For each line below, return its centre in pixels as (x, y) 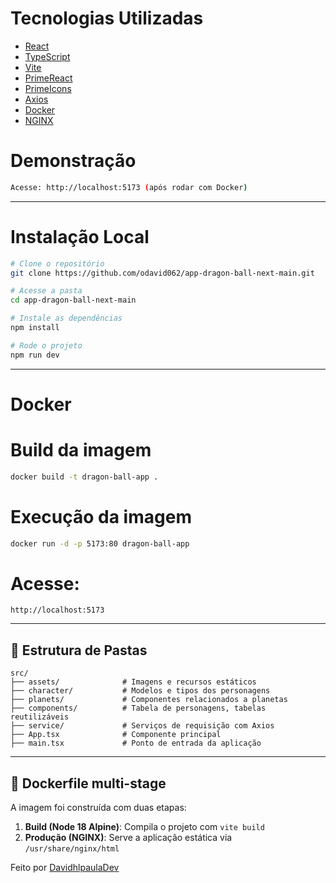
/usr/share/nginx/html (72, 849)
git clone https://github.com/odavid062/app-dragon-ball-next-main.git (162, 273)
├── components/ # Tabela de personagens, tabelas (138, 708)
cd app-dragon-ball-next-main (73, 300)
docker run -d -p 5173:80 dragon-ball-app (100, 543)
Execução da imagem (101, 516)
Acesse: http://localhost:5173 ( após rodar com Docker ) (129, 187)
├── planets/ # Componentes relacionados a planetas (149, 700)
